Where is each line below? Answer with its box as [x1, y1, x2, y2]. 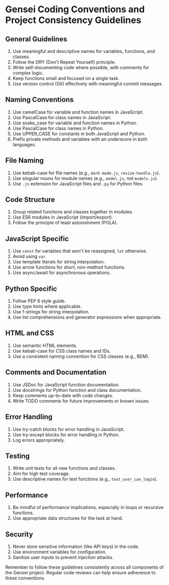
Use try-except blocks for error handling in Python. [12, 432, 120, 438]
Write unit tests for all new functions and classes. [12, 465, 116, 471]
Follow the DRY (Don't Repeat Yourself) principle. [12, 59, 116, 65]
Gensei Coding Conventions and [5, 4, 145, 15]
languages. [12, 141, 37, 147]
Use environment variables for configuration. [12, 549, 107, 555]
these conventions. [5, 575, 46, 581]
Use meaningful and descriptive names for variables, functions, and [12, 48, 155, 54]
